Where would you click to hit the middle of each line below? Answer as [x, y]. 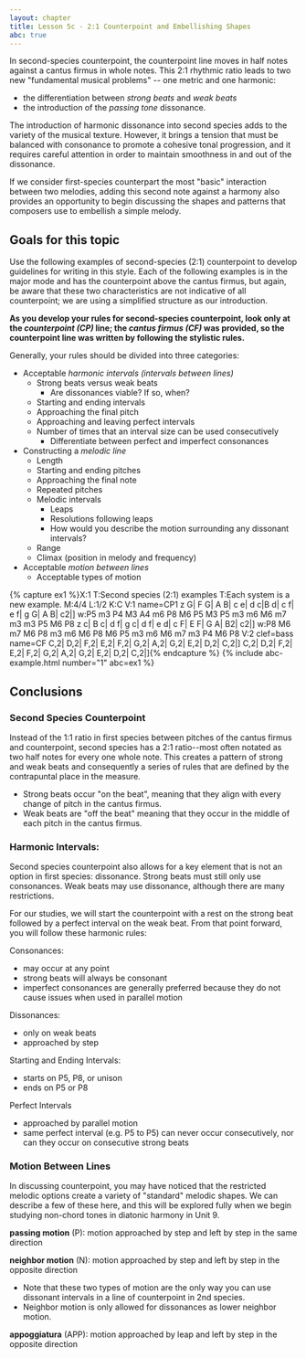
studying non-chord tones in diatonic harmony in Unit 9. [115, 1215]
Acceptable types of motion [89, 578]
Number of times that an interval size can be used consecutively [158, 431]
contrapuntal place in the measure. [75, 776]
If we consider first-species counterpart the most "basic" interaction [138, 182]
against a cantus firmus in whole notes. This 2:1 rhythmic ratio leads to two [150, 70]
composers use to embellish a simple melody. [95, 211]
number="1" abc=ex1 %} [109, 663]
